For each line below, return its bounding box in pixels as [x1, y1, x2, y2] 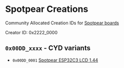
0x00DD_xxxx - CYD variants [5, 44, 91, 53]
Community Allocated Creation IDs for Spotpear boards [5, 20, 119, 26]
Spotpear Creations [5, 3, 88, 15]
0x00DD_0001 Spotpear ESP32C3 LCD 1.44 [12, 57, 98, 63]
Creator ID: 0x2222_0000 [5, 29, 58, 35]
